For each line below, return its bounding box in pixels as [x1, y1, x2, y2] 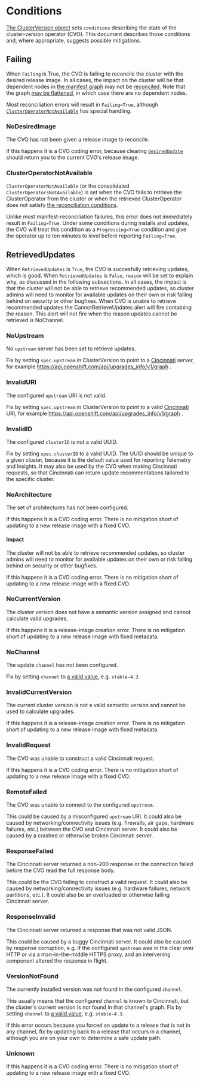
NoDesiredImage [6, 122, 57, 130]
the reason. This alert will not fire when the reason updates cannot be [6, 310, 177, 317]
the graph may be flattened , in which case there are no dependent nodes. [6, 89, 187, 97]
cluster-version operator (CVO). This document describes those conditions [6, 30, 190, 37]
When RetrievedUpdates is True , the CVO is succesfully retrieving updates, [6, 266, 189, 273]
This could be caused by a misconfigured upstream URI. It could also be [6, 813, 182, 820]
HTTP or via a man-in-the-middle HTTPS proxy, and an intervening [6, 951, 171, 958]
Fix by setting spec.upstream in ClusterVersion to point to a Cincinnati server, [6, 357, 195, 364]
